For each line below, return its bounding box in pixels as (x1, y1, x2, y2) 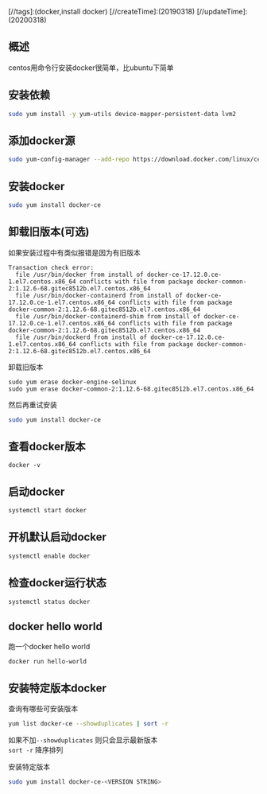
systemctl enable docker (8, 552, 91, 560)
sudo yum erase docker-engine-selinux (8, 378, 137, 386)
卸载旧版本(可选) (8, 225, 90, 239)
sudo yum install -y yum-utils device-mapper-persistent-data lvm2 (8, 110, 237, 118)
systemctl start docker (8, 507, 87, 515)
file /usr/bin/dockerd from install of (15, 333, 148, 341)
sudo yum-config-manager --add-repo (8, 155, 130, 164)
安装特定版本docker (8, 681, 107, 695)
